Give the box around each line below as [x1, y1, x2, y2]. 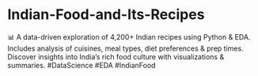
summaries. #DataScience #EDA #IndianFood [7, 60, 156, 70]
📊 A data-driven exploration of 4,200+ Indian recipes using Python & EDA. [7, 32, 251, 41]
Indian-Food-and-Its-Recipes [7, 6, 205, 24]
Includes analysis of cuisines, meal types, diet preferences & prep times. [7, 44, 244, 53]
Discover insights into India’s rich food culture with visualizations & [7, 51, 225, 61]
